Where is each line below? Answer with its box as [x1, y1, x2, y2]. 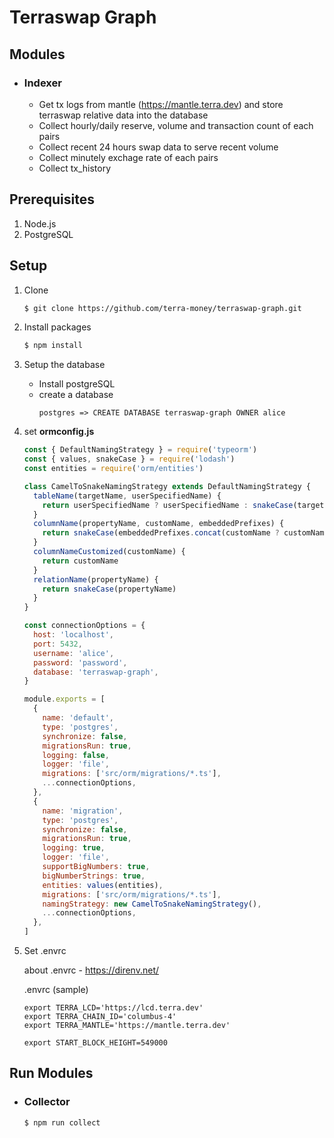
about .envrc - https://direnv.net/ [23, 964, 160, 976]
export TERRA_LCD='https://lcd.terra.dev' [23, 1003, 204, 1013]
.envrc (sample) [23, 984, 89, 995]
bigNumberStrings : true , [42, 871, 146, 881]
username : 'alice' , [33, 648, 115, 658]
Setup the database [23, 359, 106, 371]
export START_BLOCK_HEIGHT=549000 [23, 1038, 168, 1048]
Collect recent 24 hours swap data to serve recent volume [38, 141, 279, 153]
